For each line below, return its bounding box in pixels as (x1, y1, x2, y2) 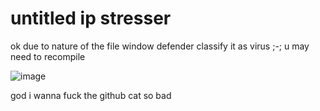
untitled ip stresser (10, 7, 172, 30)
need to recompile (10, 50, 86, 62)
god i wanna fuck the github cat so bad (10, 89, 172, 101)
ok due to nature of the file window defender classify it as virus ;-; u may (10, 40, 310, 52)
